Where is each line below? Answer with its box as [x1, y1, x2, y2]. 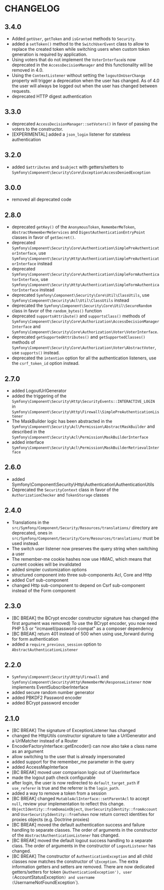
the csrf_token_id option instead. [11, 360, 80, 366]
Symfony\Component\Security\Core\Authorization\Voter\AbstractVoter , [11, 345, 157, 350]
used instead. [11, 540, 40, 546]
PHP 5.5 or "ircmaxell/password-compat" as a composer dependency [11, 625, 153, 631]
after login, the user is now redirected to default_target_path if [11, 780, 140, 786]
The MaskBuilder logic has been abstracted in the [11, 418, 112, 425]
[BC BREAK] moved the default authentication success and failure [11, 822, 145, 828]
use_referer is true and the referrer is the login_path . [11, 785, 120, 791]
